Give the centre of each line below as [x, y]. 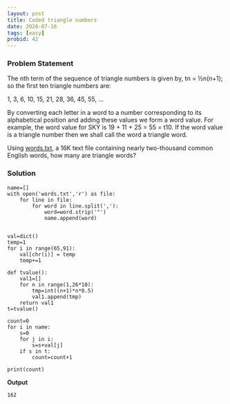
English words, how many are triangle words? [72, 156]
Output [18, 382]
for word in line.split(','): [75, 206]
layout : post [26, 13]
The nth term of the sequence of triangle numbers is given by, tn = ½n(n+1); [115, 79]
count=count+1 [52, 357]
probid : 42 [23, 39]
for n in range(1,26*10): [57, 284]
